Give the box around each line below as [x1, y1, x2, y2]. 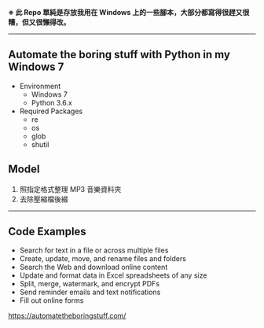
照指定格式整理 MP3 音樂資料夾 [19, 184, 122, 193]
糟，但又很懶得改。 [8, 17, 71, 27]
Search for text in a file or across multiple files [19, 245, 169, 255]
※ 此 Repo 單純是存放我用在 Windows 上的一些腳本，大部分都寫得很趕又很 [8, 8, 250, 17]
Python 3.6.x [31, 98, 72, 107]
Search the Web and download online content [19, 263, 168, 272]
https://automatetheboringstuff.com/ [8, 311, 126, 321]
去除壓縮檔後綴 [19, 194, 68, 204]
